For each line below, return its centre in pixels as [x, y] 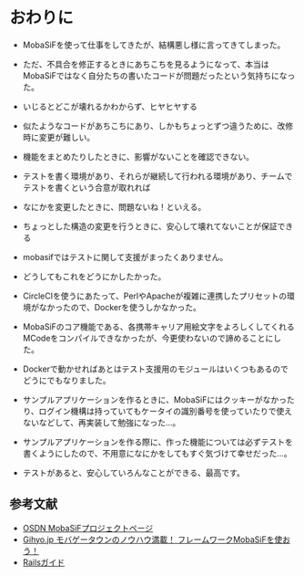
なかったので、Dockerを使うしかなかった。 [120, 307]
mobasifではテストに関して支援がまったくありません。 [125, 257]
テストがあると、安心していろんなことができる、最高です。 [134, 472]
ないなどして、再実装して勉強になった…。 [101, 422]
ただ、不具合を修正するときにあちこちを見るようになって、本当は [146, 64]
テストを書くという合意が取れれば [86, 187]
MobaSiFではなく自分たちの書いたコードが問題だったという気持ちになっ [159, 75]
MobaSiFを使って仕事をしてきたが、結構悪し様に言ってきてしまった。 [154, 45]
